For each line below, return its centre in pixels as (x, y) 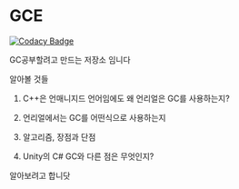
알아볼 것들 (29, 79)
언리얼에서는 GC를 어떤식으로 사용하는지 (94, 117)
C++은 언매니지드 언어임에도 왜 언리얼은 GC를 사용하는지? (126, 98)
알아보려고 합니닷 (40, 175)
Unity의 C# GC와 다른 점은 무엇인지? (88, 156)
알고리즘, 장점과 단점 (59, 136)
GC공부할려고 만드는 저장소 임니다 (70, 59)
